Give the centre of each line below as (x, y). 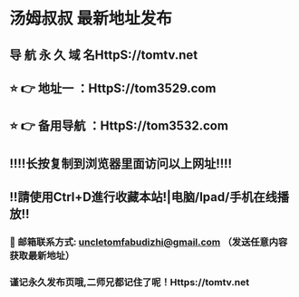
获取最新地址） (42, 256)
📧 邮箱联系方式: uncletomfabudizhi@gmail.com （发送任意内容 (149, 243)
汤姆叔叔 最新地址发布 (91, 19)
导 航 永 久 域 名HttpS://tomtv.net (104, 55)
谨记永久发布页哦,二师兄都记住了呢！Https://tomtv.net (130, 282)
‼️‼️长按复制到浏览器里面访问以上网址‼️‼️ (121, 163)
